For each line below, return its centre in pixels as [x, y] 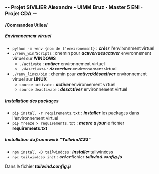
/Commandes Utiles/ [26, 25]
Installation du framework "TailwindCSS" [48, 139]
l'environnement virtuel [35, 118]
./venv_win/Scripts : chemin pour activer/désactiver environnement [82, 53]
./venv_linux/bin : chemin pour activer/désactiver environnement [79, 74]
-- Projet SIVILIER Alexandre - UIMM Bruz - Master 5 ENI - [74, 7]
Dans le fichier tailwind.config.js [38, 166]
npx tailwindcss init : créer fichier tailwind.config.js [67, 157]
